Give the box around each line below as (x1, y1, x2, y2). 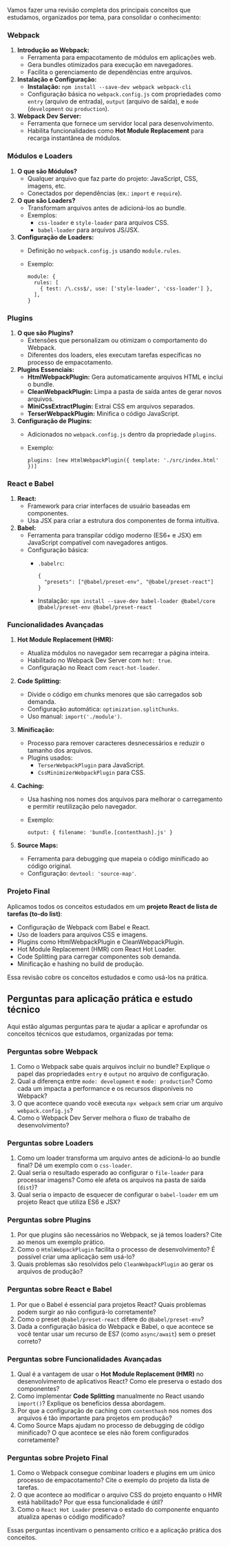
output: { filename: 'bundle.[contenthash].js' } (27, 829, 174, 836)
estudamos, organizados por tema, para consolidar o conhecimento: (7, 13, 202, 21)
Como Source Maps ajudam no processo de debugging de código (17, 1421, 205, 1430)
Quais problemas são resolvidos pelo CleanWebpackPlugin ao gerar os (17, 1260, 213, 1268)
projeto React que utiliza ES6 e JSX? (17, 1198, 121, 1206)
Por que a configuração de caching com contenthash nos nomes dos (17, 1407, 212, 1415)
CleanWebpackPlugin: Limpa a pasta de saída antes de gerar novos (27, 387, 222, 395)
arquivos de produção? (17, 1268, 83, 1276)
